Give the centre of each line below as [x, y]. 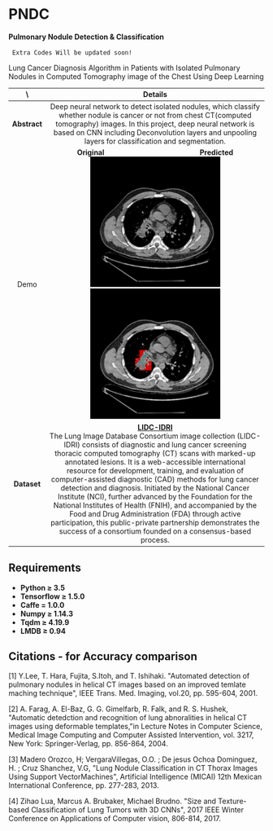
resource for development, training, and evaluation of [155, 471]
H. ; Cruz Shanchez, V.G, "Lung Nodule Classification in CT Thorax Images [133, 768]
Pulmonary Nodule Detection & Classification [86, 37]
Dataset [27, 484]
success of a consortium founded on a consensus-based [155, 531]
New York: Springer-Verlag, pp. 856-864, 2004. [88, 744]
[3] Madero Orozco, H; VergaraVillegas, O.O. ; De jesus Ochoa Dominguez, [133, 759]
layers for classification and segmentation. [155, 141]
